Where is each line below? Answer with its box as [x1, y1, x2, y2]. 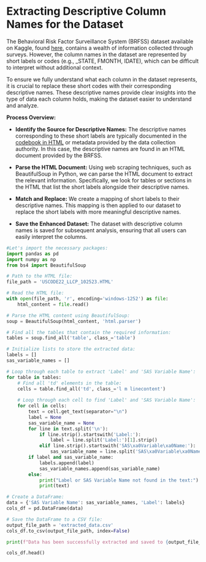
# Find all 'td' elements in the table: [17, 380, 122, 386]
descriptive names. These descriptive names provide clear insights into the [6, 88, 196, 96]
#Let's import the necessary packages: [6, 244, 109, 251]
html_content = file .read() [17, 301, 89, 308]
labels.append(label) [39, 459, 95, 466]
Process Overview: [6, 114, 56, 121]
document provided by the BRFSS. [15, 152, 102, 159]
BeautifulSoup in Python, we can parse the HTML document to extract [15, 170, 193, 178]
